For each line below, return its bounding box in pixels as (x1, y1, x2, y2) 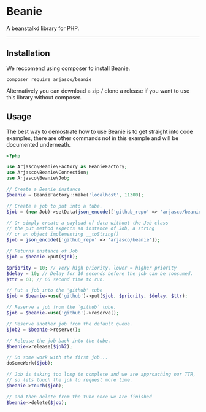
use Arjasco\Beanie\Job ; (6, 175, 70, 182)
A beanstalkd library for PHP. (6, 25, 80, 32)
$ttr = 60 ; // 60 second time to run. (6, 276, 105, 282)
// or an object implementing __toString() (6, 231, 120, 238)
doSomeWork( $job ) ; (6, 360, 53, 367)
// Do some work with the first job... (6, 354, 109, 360)
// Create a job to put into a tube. (6, 203, 103, 209)
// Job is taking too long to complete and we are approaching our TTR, (6, 371, 196, 378)
